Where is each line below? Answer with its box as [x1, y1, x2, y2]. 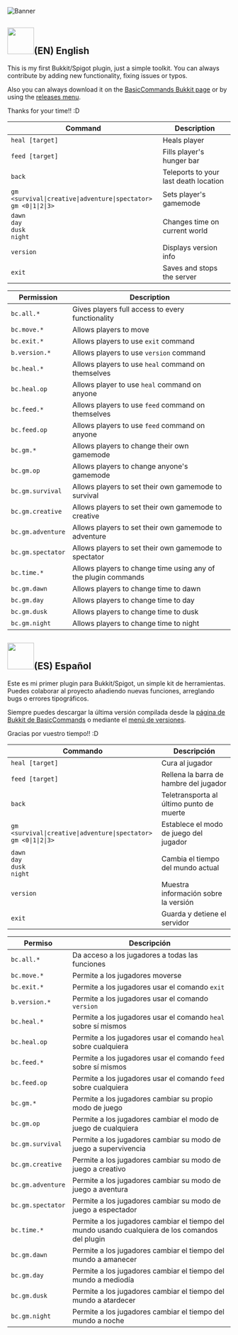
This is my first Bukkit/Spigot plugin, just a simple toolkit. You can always [7, 64, 220, 72]
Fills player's [162, 146, 205, 156]
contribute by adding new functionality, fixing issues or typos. [7, 71, 188, 79]
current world [162, 226, 208, 236]
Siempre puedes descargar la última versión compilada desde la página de [7, 708, 225, 716]
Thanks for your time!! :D [7, 106, 80, 115]
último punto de [161, 798, 214, 808]
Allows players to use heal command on [72, 359, 205, 369]
